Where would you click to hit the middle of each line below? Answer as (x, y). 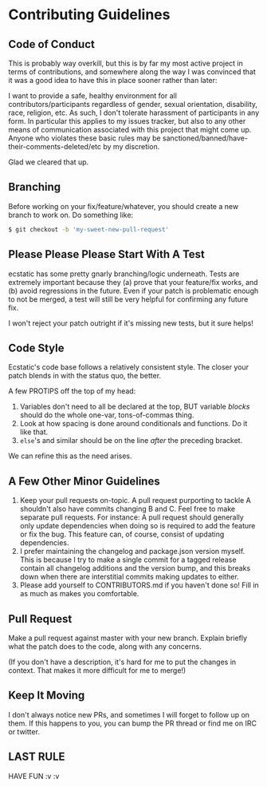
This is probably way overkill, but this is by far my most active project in (126, 63)
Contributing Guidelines (89, 15)
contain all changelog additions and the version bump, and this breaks (135, 568)
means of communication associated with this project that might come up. (130, 130)
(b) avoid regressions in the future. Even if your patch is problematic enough (133, 291)
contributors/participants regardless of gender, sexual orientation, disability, (133, 104)
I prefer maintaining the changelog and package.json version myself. (132, 552)
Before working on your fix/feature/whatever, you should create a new (124, 206)
